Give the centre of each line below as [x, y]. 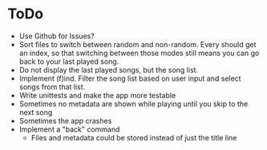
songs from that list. [52, 87]
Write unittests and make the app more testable [97, 95]
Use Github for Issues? [57, 36]
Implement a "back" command [69, 129]
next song [36, 112]
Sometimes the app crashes [65, 120]
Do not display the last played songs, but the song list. [108, 69]
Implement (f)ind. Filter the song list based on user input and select [130, 78]
